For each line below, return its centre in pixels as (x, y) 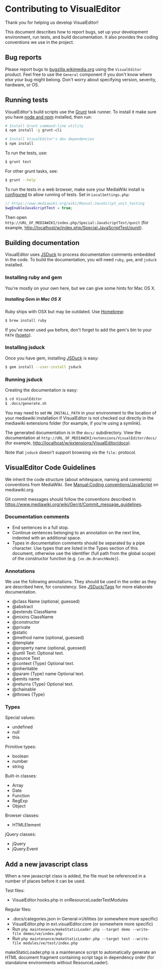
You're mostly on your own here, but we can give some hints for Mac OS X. (80, 288)
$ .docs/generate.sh (26, 403)
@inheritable (25, 669)
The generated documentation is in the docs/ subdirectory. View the (73, 432)
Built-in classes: (21, 776)
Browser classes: (22, 815)
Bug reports (24, 58)
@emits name (26, 679)
